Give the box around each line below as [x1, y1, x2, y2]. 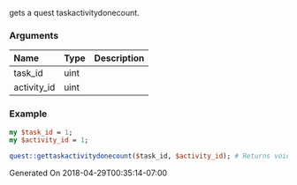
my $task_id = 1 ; [9, 128, 73, 137]
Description [94, 52, 145, 64]
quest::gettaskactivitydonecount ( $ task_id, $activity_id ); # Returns [9, 152, 271, 161]
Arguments [9, 29, 59, 41]
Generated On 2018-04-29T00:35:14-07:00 [9, 167, 168, 179]
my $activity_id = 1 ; [9, 136, 89, 144]
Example [9, 107, 48, 120]
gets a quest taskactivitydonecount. [9, 8, 140, 18]
